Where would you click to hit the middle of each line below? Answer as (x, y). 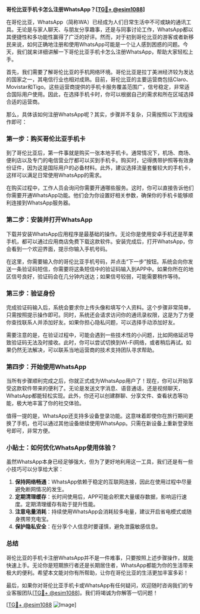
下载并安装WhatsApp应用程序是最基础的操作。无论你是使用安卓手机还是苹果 (100, 234)
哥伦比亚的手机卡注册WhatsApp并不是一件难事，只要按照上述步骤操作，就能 (100, 557)
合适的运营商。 (24, 102)
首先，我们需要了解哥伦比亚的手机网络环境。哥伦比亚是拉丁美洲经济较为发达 (100, 72)
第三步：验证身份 (31, 293)
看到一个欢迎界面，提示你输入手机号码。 (61, 249)
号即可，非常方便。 (30, 431)
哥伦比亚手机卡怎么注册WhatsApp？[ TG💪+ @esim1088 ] (76, 9)
